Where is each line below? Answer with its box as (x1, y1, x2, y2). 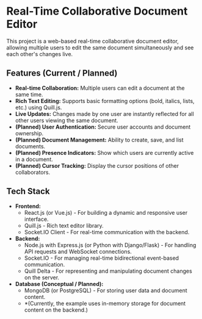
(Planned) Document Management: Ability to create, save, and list (15, 136, 184, 143)
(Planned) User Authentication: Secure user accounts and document (15, 123, 191, 131)
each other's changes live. (6, 50, 73, 57)
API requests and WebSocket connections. (24, 248, 132, 255)
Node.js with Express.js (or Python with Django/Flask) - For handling (24, 241, 197, 248)
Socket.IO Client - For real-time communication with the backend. (24, 228, 190, 235)
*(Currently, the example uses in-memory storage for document (24, 299, 186, 307)
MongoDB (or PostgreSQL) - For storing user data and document (24, 287, 187, 294)
